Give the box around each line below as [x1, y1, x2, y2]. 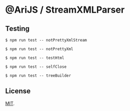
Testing [5, 24, 30, 33]
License [5, 87, 31, 95]
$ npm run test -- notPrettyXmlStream [5, 38, 87, 43]
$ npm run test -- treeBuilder [5, 73, 71, 78]
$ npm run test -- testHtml [5, 55, 65, 60]
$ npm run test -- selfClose [5, 64, 67, 69]
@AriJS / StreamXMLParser [5, 4, 125, 16]
